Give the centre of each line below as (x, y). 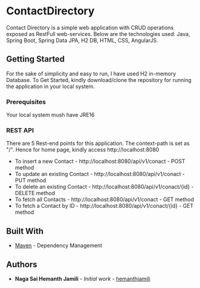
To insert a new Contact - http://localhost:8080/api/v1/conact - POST (100, 161)
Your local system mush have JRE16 (50, 115)
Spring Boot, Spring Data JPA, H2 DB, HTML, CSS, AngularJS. (82, 40)
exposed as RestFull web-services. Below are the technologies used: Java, (98, 34)
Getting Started (36, 59)
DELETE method (35, 193)
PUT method (30, 180)
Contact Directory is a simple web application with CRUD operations (90, 28)
